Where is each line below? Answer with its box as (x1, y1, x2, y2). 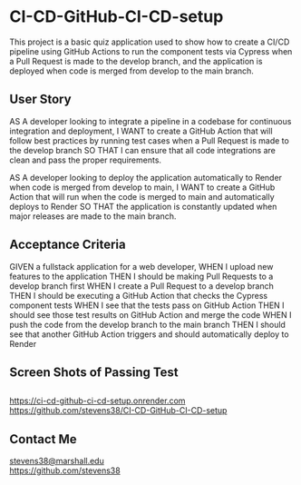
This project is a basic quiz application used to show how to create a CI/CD (9, 36, 290, 47)
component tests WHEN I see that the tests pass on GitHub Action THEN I (9, 300, 285, 311)
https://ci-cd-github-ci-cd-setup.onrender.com (9, 395, 186, 406)
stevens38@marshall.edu (9, 456, 104, 467)
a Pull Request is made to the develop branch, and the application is (9, 55, 263, 66)
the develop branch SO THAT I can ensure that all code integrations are (9, 144, 277, 155)
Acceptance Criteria (9, 237, 126, 252)
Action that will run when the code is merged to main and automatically (9, 191, 275, 202)
